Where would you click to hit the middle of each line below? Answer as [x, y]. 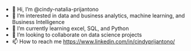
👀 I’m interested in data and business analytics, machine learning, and [98, 16]
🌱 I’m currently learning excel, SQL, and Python [70, 28]
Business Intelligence [38, 22]
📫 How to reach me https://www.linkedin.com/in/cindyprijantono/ [93, 41]
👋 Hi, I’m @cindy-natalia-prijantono [55, 9]
